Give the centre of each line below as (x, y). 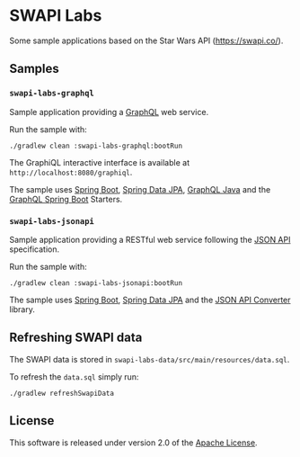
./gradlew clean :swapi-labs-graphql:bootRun (96, 146)
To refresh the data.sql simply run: (74, 376)
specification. (35, 249)
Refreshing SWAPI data (76, 338)
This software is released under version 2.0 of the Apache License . (133, 443)
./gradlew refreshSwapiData (62, 393)
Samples (35, 69)
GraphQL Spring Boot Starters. (66, 199)
